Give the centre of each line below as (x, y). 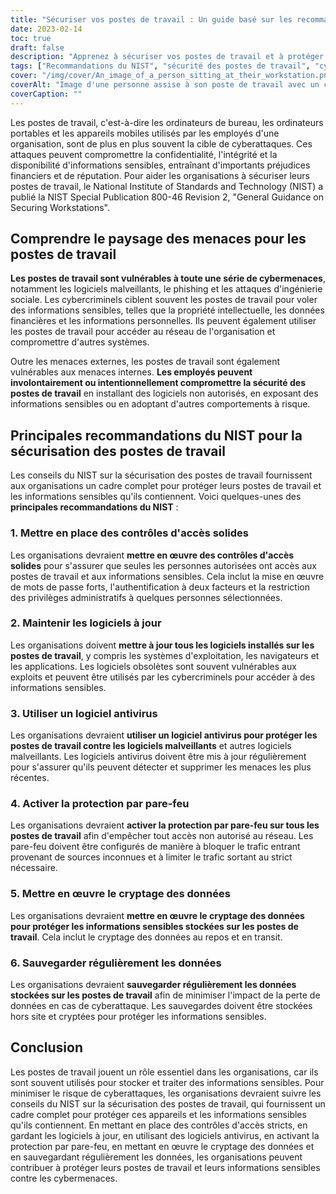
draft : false (37, 47)
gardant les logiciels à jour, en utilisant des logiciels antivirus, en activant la (165, 1135)
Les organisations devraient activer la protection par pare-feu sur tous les (165, 825)
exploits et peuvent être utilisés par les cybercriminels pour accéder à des (163, 677)
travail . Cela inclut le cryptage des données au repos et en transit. (146, 937)
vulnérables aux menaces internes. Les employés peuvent (131, 372)
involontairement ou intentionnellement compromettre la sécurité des (158, 383)
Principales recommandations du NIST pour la (156, 435)
